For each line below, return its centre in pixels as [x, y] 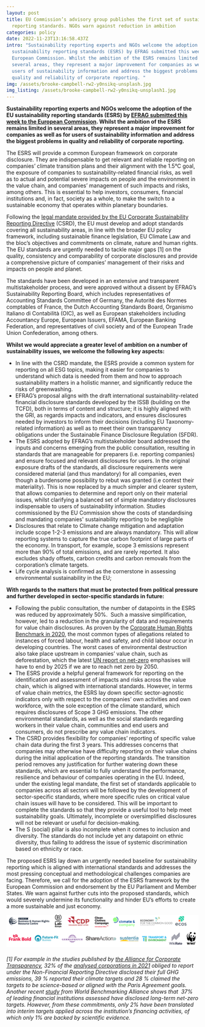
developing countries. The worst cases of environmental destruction [101, 647]
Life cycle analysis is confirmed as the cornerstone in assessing [95, 571]
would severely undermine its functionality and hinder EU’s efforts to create [101, 900]
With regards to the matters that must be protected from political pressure [102, 590]
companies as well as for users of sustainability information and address [100, 135]
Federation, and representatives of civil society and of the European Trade [100, 326]
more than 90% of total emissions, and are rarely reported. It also [97, 552]
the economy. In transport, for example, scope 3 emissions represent [102, 546]
